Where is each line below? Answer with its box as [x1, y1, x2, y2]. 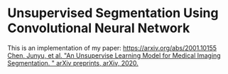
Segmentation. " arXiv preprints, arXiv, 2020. [7, 58, 139, 67]
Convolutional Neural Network [7, 20, 190, 36]
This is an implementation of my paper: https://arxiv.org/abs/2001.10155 [7, 43, 217, 52]
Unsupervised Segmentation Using [7, 5, 219, 21]
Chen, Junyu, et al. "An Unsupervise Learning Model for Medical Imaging [7, 51, 222, 60]
